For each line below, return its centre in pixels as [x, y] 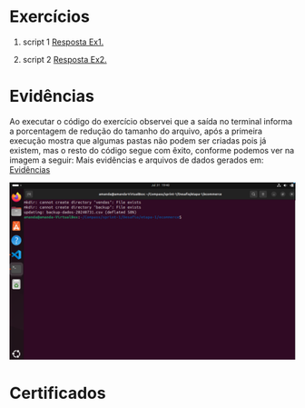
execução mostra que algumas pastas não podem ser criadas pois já [138, 140]
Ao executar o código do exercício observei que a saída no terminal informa [151, 121]
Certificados [58, 393]
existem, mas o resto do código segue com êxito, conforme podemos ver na [152, 150]
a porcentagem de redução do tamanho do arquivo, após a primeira [136, 131]
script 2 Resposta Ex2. [64, 59]
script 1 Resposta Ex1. [63, 42]
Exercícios [50, 17]
